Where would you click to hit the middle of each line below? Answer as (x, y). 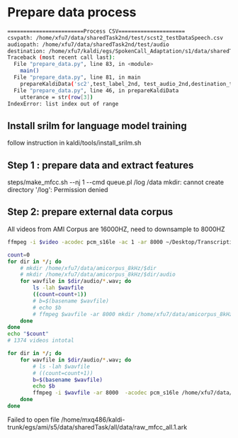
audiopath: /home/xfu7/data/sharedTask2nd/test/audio (89, 44)
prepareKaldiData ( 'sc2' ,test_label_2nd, (80, 84)
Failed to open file (34, 420)
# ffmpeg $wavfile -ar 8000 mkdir (84, 314)
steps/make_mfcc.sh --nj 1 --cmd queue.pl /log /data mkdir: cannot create (116, 182)
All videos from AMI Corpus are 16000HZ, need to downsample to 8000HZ (116, 229)
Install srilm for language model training (97, 126)
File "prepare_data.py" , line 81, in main (77, 78)
